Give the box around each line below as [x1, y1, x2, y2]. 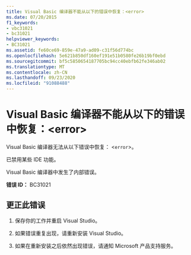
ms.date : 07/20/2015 [6, 14, 58, 20]
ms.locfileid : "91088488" [6, 81, 70, 87]
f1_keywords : [6, 20, 39, 26]
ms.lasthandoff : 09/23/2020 [6, 75, 76, 81]
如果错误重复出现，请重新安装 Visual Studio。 [14, 230, 126, 237]
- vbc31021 [6, 25, 33, 31]
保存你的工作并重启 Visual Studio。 [14, 217, 101, 224]
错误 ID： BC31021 [6, 181, 52, 188]
